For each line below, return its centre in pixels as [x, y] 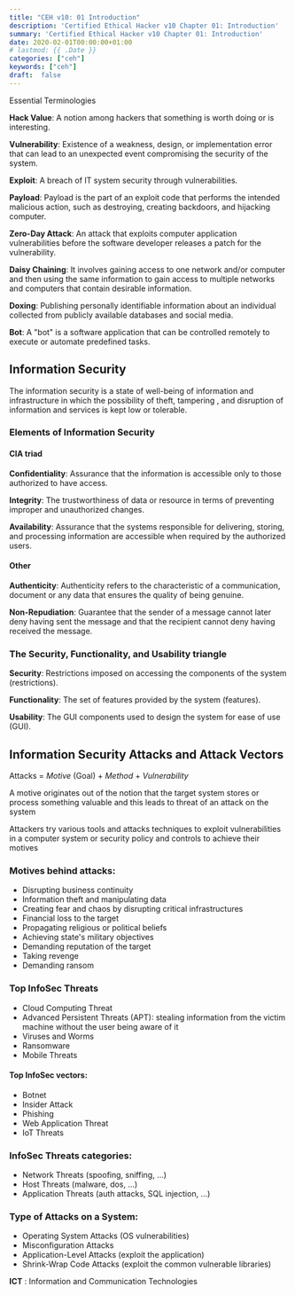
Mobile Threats [50, 1055]
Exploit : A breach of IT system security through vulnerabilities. [124, 180]
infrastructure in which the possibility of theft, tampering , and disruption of [147, 400]
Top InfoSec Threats [54, 988]
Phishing [38, 1113]
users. [21, 545]
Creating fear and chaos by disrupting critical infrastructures [132, 909]
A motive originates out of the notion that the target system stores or [134, 793]
